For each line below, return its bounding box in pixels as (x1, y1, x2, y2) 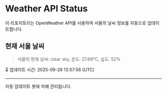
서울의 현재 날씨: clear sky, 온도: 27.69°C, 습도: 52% (17, 56, 121, 62)
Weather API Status (5, 3, 88, 14)
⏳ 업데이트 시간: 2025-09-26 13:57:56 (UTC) (5, 66, 95, 72)
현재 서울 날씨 (5, 42, 45, 50)
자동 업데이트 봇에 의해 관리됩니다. (5, 83, 72, 89)
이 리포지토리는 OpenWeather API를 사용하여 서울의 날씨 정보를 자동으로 (5, 20, 147, 26)
